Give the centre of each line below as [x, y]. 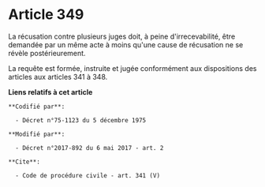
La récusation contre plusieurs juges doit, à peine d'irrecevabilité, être [122, 36]
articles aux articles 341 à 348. [58, 77]
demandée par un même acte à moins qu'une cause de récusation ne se [126, 44]
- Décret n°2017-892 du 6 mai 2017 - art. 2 [90, 148]
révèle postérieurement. [47, 53]
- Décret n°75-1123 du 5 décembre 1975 [81, 120]
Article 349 [46, 15]
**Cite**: [24, 162]
